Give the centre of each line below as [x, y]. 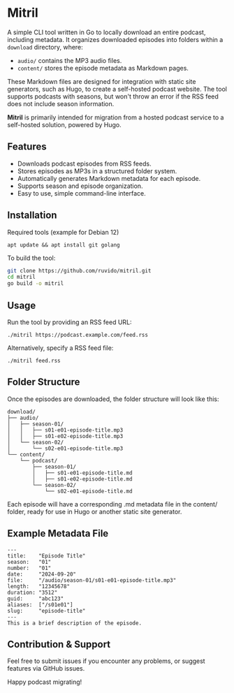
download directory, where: [45, 47]
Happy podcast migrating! [45, 682]
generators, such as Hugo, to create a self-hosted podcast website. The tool [117, 89]
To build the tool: [31, 258]
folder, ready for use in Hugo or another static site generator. [95, 511]
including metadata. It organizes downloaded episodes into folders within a [115, 39]
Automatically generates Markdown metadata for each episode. [109, 178]
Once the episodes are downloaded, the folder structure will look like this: [113, 399]
